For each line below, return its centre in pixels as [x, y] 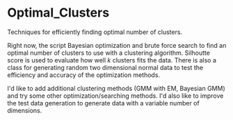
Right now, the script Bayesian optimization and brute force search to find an [117, 45]
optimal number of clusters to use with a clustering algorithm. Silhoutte [109, 53]
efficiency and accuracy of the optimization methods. [84, 75]
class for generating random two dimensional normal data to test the [105, 67]
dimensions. [25, 110]
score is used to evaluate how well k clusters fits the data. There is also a [112, 60]
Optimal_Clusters [58, 13]
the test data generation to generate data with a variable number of [103, 103]
